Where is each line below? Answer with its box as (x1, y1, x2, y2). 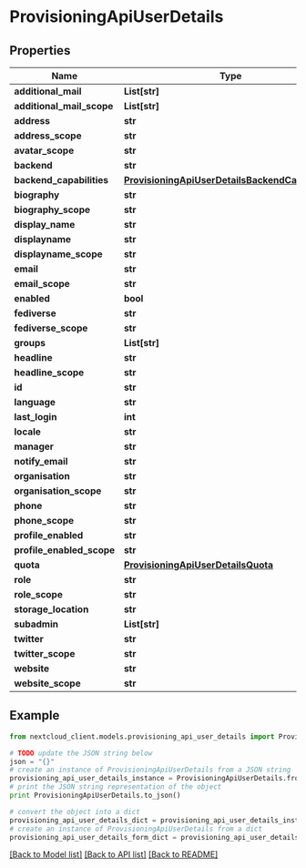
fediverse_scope (14, 322, 88, 334)
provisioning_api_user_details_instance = (9, 774, 173, 783)
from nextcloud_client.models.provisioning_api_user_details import (9, 731, 275, 741)
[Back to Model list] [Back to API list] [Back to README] (9, 849, 219, 860)
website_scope (14, 677, 81, 689)
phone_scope (14, 515, 75, 526)
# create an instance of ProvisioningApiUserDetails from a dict (9, 824, 262, 833)
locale (14, 425, 41, 438)
